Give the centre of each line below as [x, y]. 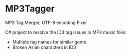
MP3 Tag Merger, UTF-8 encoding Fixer [46, 22]
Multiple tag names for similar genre [49, 42]
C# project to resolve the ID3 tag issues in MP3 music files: [66, 32]
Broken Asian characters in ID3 [44, 47]
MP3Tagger [30, 9]
